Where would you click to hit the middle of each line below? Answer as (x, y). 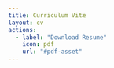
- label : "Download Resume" (61, 37)
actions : (22, 30)
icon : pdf (39, 45)
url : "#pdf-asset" (52, 52)
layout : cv (26, 23)
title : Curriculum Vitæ (47, 15)
